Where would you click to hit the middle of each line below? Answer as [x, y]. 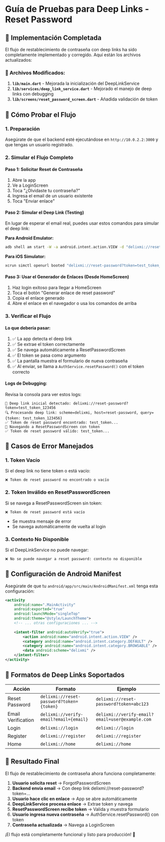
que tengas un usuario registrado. [39, 144]
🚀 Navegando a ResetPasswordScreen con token [52, 427]
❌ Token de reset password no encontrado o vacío [57, 480]
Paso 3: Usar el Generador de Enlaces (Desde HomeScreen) [67, 276]
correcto [21, 372]
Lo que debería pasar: [28, 328]
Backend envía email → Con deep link [51, 788]
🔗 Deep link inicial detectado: [38, 403]
